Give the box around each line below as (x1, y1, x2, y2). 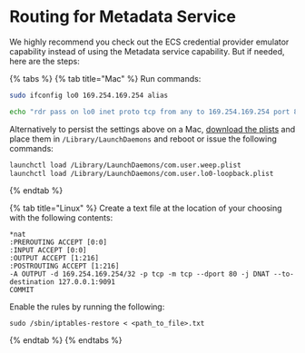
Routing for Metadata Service (9, 6, 236, 27)
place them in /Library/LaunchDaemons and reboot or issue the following (9, 133, 277, 144)
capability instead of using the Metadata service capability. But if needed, (9, 45, 285, 56)
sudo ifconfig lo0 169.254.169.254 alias (9, 91, 169, 100)
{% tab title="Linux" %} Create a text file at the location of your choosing (9, 202, 283, 214)
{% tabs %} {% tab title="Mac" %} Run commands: (9, 73, 202, 83)
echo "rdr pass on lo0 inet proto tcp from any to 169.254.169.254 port (9, 107, 290, 116)
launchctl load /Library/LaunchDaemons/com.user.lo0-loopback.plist (9, 169, 274, 178)
